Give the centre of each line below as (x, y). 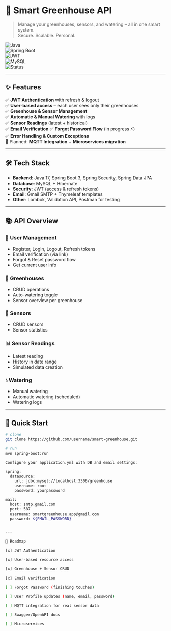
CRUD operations (31, 289)
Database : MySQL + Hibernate (45, 183)
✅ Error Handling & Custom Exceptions (47, 136)
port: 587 (20, 509)
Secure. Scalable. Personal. (47, 35)
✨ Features (23, 88)
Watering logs (27, 402)
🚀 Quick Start (27, 423)
